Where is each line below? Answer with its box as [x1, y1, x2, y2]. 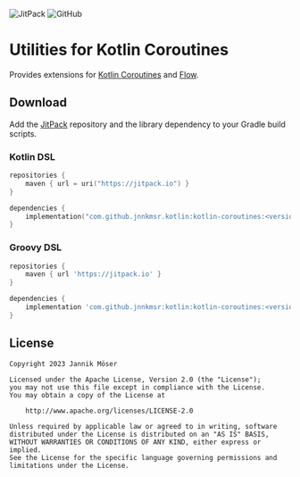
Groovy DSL [9, 241, 62, 254]
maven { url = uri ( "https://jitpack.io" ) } [25, 179, 190, 188]
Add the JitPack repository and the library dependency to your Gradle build [9, 119, 286, 130]
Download [9, 95, 67, 111]
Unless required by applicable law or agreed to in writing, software [9, 422, 278, 431]
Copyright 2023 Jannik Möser [9, 359, 118, 368]
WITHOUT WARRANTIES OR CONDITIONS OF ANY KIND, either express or [9, 438, 262, 447]
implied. [9, 445, 42, 455]
